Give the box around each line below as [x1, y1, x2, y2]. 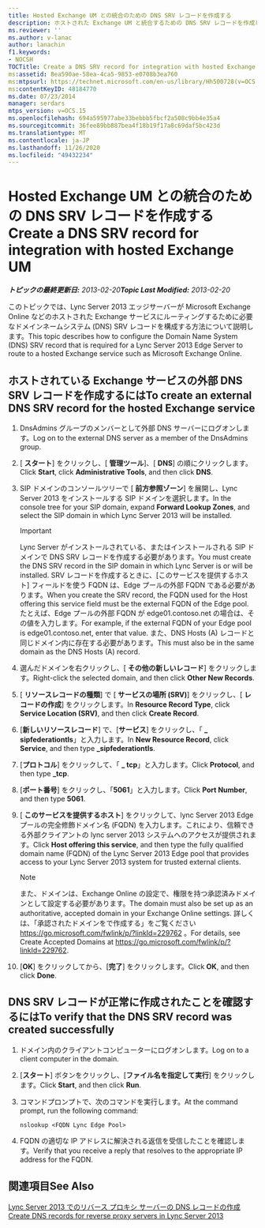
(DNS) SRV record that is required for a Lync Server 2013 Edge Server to [8, 340, 243, 350]
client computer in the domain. [19, 1053, 120, 1063]
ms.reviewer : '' [8, 26, 62, 34]
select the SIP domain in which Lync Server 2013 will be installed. [19, 511, 233, 520]
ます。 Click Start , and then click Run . [19, 1080, 142, 1090]
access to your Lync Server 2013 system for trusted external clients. [19, 858, 241, 866]
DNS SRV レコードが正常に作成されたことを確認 [8, 996, 243, 1009]
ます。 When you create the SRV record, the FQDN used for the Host [26, 590, 248, 599]
